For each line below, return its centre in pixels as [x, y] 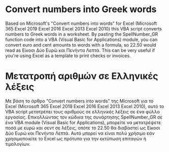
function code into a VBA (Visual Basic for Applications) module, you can [81, 40]
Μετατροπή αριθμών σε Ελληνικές [82, 76]
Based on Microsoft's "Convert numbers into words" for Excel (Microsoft [81, 23]
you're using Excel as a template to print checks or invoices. [68, 55]
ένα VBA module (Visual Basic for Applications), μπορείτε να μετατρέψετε [83, 122]
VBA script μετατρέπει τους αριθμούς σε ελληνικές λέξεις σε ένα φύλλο [82, 111]
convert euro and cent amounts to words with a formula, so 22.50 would [81, 45]
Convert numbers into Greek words [81, 9]
